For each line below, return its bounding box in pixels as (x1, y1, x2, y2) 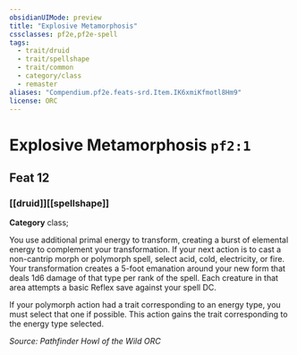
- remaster (17, 80, 58, 89)
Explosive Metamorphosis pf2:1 (9, 135, 251, 155)
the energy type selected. (9, 318, 105, 329)
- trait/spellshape (17, 55, 90, 63)
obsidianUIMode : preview (9, 13, 102, 22)
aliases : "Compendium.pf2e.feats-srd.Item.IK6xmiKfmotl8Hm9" (9, 88, 242, 97)
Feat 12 (9, 170, 50, 185)
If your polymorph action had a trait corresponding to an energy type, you (9, 300, 282, 310)
